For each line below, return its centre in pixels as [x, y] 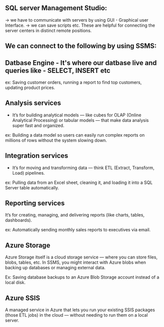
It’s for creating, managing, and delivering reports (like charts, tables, [75, 215]
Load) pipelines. [28, 173]
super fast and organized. [38, 125]
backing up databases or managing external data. [55, 268]
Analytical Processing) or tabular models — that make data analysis [80, 120]
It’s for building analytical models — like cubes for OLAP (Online [77, 115]
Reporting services [35, 203]
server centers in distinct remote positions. [48, 30]
